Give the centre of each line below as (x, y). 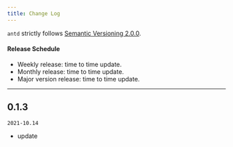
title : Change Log (34, 13)
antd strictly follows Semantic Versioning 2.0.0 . (74, 33)
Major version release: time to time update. (78, 79)
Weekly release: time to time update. (69, 64)
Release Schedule (34, 49)
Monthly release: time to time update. (70, 71)
